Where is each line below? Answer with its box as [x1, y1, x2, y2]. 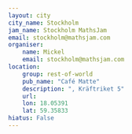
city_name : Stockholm [8, 19, 79, 27]
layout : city [8, 11, 51, 20]
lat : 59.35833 [22, 107, 68, 115]
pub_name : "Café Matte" [22, 77, 101, 85]
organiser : [8, 41, 44, 49]
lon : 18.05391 [22, 99, 68, 107]
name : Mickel [22, 48, 65, 56]
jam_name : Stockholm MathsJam [8, 26, 108, 34]
